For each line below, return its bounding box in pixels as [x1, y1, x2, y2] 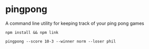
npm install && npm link [5, 30, 59, 35]
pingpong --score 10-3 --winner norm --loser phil [5, 39, 116, 44]
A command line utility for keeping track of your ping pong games [5, 20, 144, 26]
